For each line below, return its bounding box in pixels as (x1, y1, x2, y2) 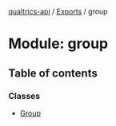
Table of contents (8, 66, 98, 80)
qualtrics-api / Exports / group (8, 7, 108, 16)
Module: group (8, 35, 109, 53)
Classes (8, 90, 41, 101)
